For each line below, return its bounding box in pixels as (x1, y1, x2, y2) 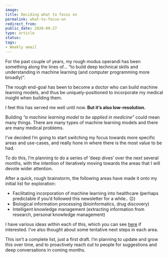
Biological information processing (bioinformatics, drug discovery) (12, 201, 149, 207)
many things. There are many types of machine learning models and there (5, 119, 158, 125)
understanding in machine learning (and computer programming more (5, 69, 150, 75)
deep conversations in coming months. (5, 246, 86, 253)
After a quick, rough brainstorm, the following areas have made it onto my (5, 175, 157, 181)
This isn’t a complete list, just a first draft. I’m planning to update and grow (5, 236, 158, 242)
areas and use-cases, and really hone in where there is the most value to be (5, 140, 162, 146)
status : (5, 36, 22, 41)
